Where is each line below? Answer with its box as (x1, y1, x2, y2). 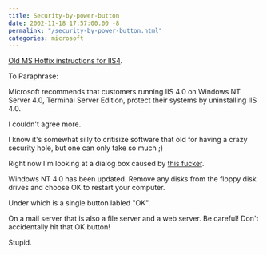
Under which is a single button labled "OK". (8, 198, 151, 208)
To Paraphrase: (8, 71, 58, 81)
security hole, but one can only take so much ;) (8, 143, 164, 153)
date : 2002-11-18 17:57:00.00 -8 (8, 19, 120, 27)
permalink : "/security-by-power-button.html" (8, 26, 162, 34)
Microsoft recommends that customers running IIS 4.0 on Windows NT (8, 87, 241, 97)
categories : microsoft (8, 34, 84, 42)
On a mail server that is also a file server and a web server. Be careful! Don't (8, 213, 259, 224)
